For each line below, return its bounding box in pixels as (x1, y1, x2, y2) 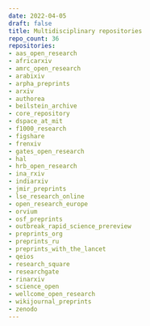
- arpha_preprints (8, 79, 70, 87)
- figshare (8, 132, 45, 140)
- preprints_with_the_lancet (8, 245, 106, 253)
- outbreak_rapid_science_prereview (8, 222, 131, 231)
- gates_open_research (8, 147, 85, 155)
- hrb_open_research (8, 163, 78, 171)
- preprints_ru (8, 238, 60, 246)
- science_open (8, 282, 60, 291)
